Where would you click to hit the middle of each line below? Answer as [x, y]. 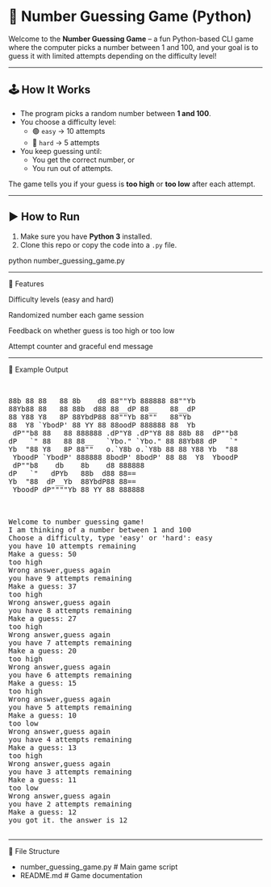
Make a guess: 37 [42, 586]
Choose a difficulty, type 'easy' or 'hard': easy [110, 538]
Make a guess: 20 [42, 651]
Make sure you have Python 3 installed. [86, 236]
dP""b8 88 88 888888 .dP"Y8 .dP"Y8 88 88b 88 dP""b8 [125, 433]
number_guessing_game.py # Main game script [99, 867]
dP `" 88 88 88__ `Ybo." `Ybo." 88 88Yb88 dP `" [123, 441]
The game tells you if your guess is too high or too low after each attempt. [132, 184]
